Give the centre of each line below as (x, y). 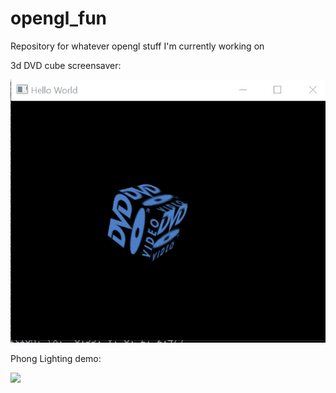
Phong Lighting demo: (56, 358)
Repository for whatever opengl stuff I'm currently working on (137, 46)
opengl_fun (59, 18)
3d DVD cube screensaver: (66, 65)
